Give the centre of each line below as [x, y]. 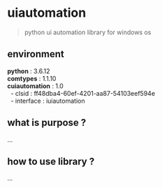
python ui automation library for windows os [88, 32]
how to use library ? [51, 161]
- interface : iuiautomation [47, 101]
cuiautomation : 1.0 [36, 86]
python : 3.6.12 [29, 71]
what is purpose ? [47, 123]
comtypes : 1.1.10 [32, 78]
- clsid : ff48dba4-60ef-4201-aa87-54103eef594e [83, 93]
